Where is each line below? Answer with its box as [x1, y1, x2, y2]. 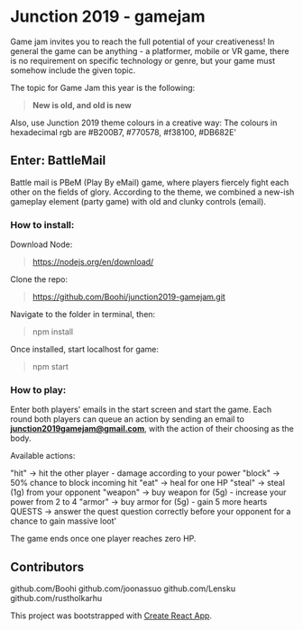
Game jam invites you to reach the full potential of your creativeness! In [10, 36, 275, 47]
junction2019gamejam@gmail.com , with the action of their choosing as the [10, 424, 294, 434]
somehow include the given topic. [10, 65, 136, 76]
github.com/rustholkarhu [10, 593, 103, 604]
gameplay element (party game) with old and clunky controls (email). [10, 196, 267, 206]
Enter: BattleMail [10, 153, 106, 169]
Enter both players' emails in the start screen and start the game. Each [10, 404, 272, 415]
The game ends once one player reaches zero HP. [10, 534, 197, 544]
